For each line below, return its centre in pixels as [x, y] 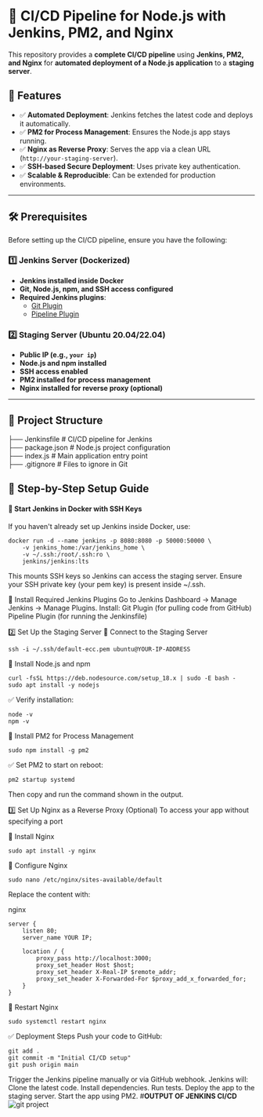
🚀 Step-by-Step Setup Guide [79, 489]
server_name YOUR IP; [57, 937]
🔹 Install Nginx [31, 836]
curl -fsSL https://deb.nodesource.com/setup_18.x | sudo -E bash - [122, 678]
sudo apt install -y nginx [52, 851]
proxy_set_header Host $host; [85, 965]
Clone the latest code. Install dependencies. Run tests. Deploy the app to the [131, 1087]
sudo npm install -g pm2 [49, 750]
